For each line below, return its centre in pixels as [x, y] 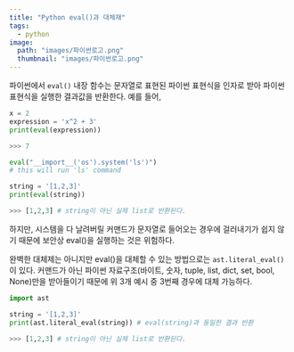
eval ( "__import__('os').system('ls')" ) [83, 162]
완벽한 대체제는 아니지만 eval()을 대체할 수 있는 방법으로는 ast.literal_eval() [147, 258]
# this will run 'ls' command [65, 170]
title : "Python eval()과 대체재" [68, 17]
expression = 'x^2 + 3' [53, 121]
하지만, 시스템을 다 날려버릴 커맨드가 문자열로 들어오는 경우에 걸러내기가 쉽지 [143, 229]
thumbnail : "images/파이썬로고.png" [81, 59]
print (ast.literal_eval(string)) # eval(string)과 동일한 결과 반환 [131, 323]
